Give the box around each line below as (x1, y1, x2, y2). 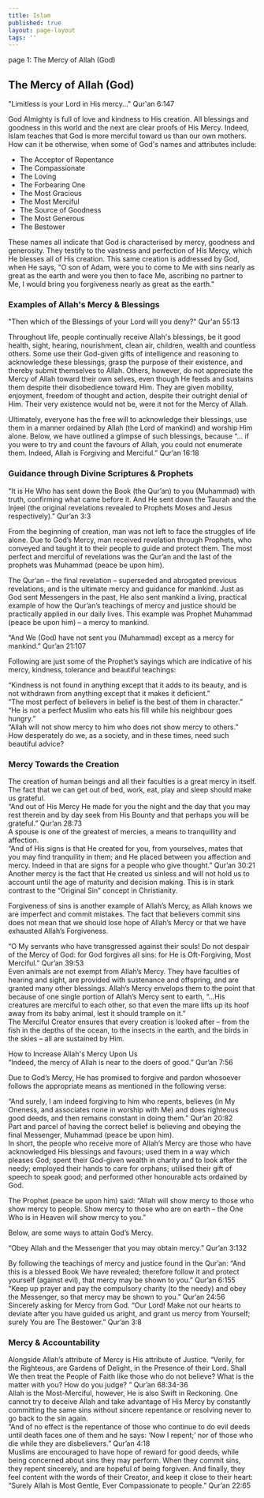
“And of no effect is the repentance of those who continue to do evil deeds (8, 1422, 251, 1432)
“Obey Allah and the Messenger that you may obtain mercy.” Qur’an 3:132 (8, 1243, 247, 1252)
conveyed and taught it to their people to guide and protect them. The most (8, 543, 253, 553)
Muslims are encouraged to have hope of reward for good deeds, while (8, 1447, 240, 1457)
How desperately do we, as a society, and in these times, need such (8, 730, 229, 740)
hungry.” (8, 713, 36, 723)
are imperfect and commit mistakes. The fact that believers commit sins (8, 909, 241, 919)
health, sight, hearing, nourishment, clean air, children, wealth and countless (8, 341, 256, 350)
